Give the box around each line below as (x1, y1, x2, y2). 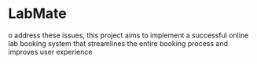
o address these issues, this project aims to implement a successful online (8, 30, 249, 40)
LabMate (8, 5, 67, 23)
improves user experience (8, 47, 93, 56)
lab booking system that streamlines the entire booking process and (8, 38, 228, 48)
